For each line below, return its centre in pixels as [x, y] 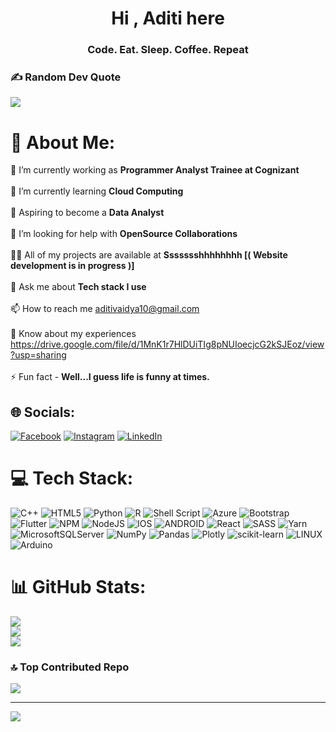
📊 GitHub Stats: [78, 587]
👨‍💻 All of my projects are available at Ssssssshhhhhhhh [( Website [149, 255]
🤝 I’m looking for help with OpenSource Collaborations [124, 234]
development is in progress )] [72, 266]
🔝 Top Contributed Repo [70, 667]
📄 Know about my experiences [73, 334]
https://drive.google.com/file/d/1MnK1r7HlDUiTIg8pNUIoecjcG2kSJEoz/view [167, 344]
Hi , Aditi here [168, 18]
